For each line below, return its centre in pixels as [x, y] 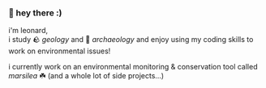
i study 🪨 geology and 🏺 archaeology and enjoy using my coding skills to [131, 40]
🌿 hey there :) [35, 13]
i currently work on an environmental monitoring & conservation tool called [133, 67]
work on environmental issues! [60, 51]
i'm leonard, [28, 31]
